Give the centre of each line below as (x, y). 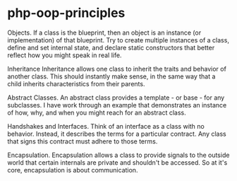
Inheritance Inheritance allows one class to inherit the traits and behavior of (117, 69)
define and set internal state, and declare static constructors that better (111, 47)
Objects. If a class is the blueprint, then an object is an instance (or (104, 33)
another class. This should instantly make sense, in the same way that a (111, 76)
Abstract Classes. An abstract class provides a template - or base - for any (116, 98)
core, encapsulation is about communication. (73, 170)
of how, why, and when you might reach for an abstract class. (97, 112)
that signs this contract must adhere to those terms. (83, 141)
